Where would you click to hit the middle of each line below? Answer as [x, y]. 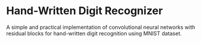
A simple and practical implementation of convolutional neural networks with [101, 27]
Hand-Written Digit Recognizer [85, 11]
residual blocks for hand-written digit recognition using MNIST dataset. [94, 33]
